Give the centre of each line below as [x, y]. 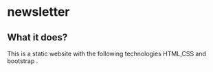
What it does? [37, 37]
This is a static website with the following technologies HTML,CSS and [107, 53]
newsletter [38, 12]
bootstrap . [23, 61]
